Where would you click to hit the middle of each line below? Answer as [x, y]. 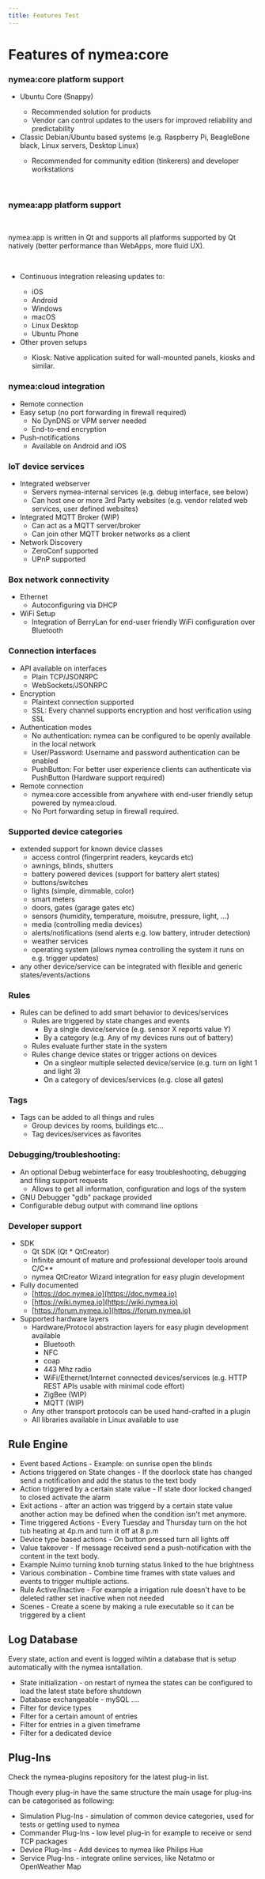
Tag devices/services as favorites [86, 1134]
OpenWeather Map [50, 1866]
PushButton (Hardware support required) [98, 777]
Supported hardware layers [64, 1319]
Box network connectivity [59, 580]
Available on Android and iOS [79, 446]
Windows [47, 308]
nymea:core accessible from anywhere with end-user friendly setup [142, 794]
